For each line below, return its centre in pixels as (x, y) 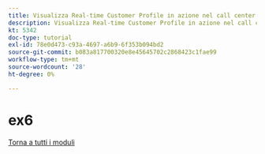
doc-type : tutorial (40, 38)
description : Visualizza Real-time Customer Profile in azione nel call (130, 23)
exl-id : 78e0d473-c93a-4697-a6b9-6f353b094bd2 (86, 45)
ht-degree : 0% (32, 74)
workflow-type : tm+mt (44, 60)
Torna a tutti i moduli (41, 142)
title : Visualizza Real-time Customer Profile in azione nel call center (132, 15)
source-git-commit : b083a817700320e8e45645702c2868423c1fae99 (112, 52)
